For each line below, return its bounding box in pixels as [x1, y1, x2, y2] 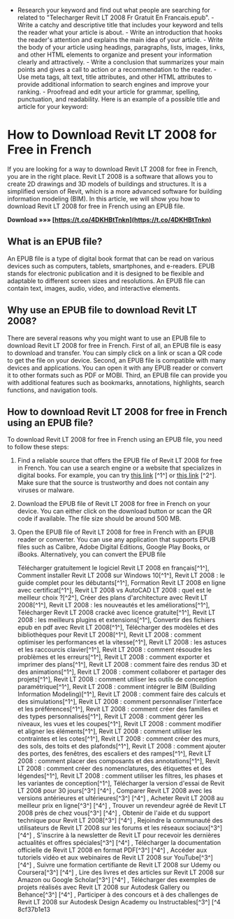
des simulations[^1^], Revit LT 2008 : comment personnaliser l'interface [17, 697, 223, 706]
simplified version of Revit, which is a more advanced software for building [7, 187, 222, 195]
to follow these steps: [7, 443, 69, 451]
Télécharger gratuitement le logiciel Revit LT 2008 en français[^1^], [17, 564, 210, 572]
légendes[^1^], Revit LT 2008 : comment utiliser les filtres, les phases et [17, 772, 224, 780]
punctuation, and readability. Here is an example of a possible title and [17, 95, 220, 103]
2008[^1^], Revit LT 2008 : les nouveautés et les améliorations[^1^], [17, 601, 210, 609]
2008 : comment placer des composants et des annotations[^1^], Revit [17, 757, 220, 765]
